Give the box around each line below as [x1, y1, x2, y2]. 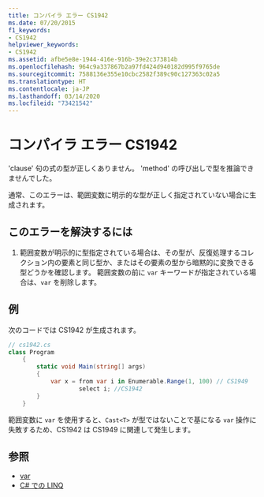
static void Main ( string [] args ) [36, 363, 147, 371]
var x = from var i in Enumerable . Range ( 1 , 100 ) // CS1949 [50, 378, 248, 386]
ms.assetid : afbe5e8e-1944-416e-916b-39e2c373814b [8, 56, 178, 64]
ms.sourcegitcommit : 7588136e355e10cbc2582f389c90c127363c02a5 [8, 70, 221, 78]
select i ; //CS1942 [78, 384, 143, 393]
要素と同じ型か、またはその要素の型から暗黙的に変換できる [61, 257, 255, 267]
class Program [8, 348, 55, 356]
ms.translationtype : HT [8, 77, 87, 85]
